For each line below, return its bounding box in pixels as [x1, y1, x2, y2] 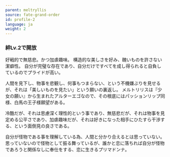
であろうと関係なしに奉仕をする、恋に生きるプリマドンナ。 [5, 146, 129, 153]
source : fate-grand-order [5, 12, 60, 17]
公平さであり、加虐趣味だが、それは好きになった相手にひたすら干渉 [18, 117, 161, 123]
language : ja [5, 21, 33, 27]
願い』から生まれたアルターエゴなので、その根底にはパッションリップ [14, 93, 161, 99]
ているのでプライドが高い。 [5, 69, 63, 75]
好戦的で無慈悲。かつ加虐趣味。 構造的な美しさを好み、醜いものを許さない [5, 57, 162, 63]
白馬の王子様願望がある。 [14, 99, 67, 106]
